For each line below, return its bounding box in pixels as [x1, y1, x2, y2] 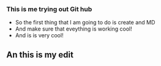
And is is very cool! [15, 32, 64, 39]
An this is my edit [6, 50, 73, 60]
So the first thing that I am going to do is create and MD [15, 19, 155, 26]
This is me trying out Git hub [6, 5, 92, 13]
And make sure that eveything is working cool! [15, 25, 133, 32]
